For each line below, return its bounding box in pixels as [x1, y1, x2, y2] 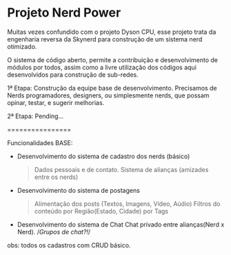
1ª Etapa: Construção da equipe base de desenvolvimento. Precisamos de [7, 84, 217, 92]
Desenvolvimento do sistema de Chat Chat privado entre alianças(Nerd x [17, 220, 225, 229]
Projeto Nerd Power [7, 5, 121, 21]
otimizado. [7, 42, 37, 50]
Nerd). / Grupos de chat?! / [17, 227, 91, 236]
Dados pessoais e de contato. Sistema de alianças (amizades [34, 165, 209, 173]
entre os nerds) [34, 173, 79, 181]
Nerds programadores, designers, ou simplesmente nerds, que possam [7, 91, 210, 100]
